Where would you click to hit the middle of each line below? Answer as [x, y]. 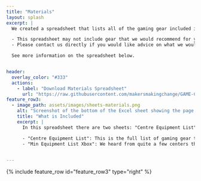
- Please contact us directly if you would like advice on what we [98, 45]
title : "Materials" [31, 12]
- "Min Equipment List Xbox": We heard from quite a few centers [105, 144]
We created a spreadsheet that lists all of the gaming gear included [101, 28]
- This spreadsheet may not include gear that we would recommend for [101, 40]
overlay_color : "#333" [40, 77]
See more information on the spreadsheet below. [73, 56]
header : [16, 72]
